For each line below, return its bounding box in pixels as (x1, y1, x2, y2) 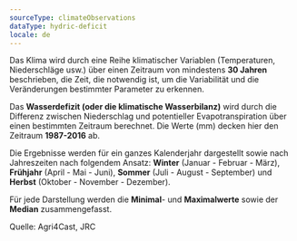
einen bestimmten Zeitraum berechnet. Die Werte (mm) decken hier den (9, 120, 279, 131)
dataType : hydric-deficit (9, 22, 107, 31)
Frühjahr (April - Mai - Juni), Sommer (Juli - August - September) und (9, 167, 272, 178)
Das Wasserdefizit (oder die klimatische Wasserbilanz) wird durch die (9, 101, 277, 112)
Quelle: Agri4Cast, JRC (9, 221, 96, 232)
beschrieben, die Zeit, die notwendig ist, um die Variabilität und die (9, 74, 260, 85)
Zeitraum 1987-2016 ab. (9, 130, 100, 141)
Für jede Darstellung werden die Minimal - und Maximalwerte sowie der (9, 194, 279, 205)
